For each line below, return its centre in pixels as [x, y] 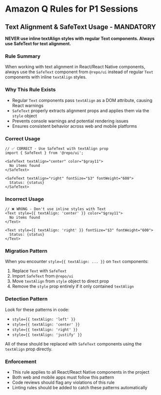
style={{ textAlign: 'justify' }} [47, 335]
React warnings [28, 105]
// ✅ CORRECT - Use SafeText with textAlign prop [57, 148]
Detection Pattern [26, 299]
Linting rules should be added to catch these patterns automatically [80, 388]
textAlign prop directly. [29, 349]
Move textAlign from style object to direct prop [61, 281]
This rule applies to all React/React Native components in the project [81, 372]
